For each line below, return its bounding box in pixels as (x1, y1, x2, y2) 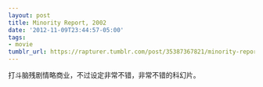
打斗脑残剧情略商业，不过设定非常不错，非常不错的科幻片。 (8, 71, 200, 79)
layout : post (8, 11, 51, 20)
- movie (8, 41, 34, 49)
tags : (8, 33, 26, 42)
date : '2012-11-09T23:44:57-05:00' (8, 26, 124, 34)
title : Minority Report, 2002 (8, 19, 107, 27)
